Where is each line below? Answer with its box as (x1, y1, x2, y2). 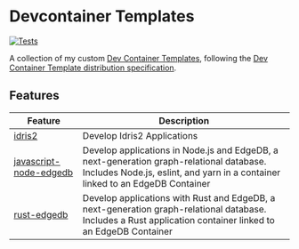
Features (9, 88, 60, 103)
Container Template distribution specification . (9, 62, 177, 73)
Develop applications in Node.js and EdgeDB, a (82, 144, 279, 157)
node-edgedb (13, 166, 74, 179)
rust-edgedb (13, 208, 69, 221)
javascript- (13, 155, 61, 167)
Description (158, 114, 210, 126)
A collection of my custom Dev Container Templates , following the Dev (9, 52, 269, 63)
